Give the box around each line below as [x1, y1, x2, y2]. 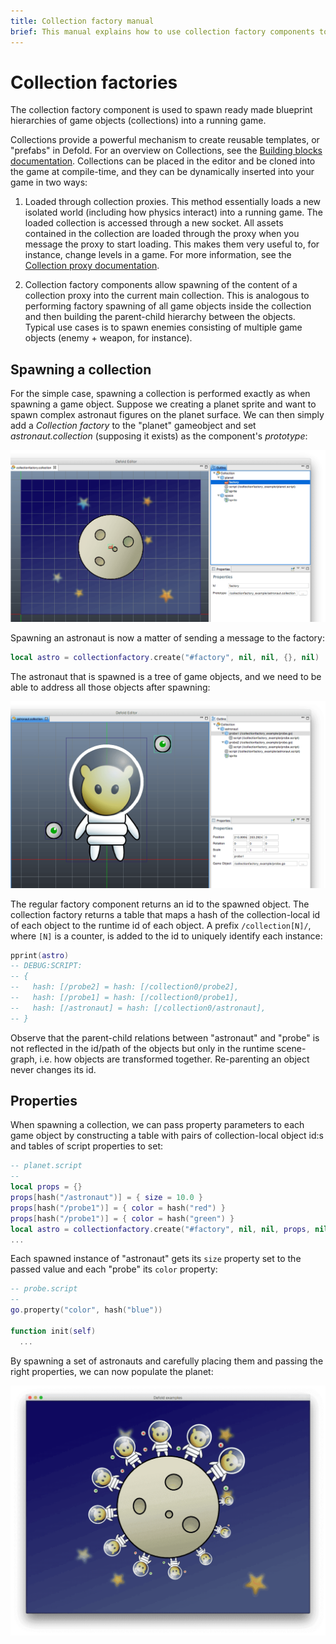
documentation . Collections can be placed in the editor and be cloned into [10, 155, 316, 167]
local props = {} [10, 1182, 83, 1192]
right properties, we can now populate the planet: [10, 1365, 214, 1377]
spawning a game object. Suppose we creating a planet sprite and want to [10, 398, 317, 410]
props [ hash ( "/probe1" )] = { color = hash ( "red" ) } [10, 1203, 226, 1213]
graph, [10, 1053, 38, 1065]
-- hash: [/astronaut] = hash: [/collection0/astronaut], [10, 1003, 267, 1013]
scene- [276, 1042, 307, 1054]
